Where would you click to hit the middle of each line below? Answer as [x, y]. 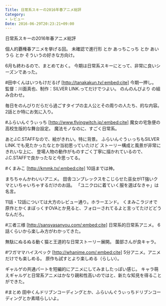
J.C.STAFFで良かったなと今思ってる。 [44, 158]
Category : [15, 14]
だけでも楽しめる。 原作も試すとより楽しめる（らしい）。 [63, 259]
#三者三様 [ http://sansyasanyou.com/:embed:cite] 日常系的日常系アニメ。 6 [83, 225]
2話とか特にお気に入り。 [31, 112]
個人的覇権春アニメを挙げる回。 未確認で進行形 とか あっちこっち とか [77, 49]
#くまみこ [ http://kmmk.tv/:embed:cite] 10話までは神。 [61, 168]
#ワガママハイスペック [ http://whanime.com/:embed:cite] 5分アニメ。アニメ [83, 252]
